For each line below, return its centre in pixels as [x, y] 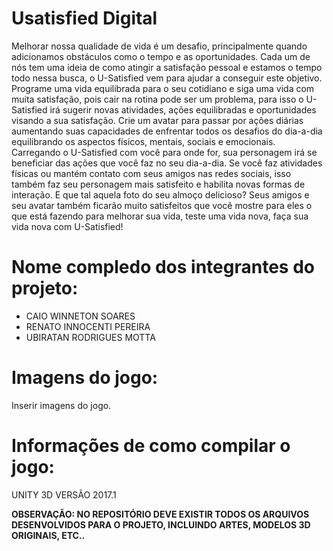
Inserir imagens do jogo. [61, 405]
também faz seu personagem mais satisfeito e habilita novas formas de [158, 184]
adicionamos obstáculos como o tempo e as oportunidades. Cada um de [161, 56]
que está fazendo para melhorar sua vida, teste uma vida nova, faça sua [160, 216]
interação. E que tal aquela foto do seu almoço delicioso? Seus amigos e [160, 194]
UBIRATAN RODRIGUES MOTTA [90, 337]
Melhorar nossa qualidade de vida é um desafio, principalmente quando [159, 46]
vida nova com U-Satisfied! [67, 226]
